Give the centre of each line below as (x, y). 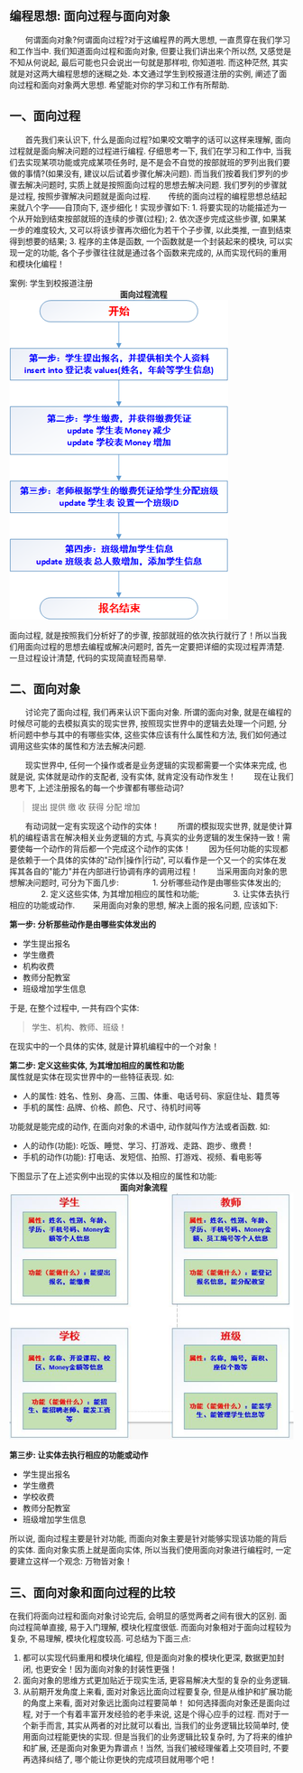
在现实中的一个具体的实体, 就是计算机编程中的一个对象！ (114, 1047)
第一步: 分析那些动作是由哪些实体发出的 (83, 925)
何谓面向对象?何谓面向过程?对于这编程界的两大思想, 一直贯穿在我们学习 (158, 40)
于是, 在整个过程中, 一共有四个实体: (74, 1008)
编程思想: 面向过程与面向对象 (90, 16)
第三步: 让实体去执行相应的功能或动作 (79, 1455)
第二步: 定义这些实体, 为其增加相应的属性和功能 (97, 1066)
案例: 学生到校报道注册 (51, 283)
